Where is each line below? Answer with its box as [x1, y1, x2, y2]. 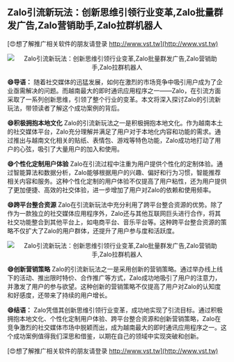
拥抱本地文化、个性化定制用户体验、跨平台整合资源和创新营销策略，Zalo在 [7, 314, 221, 322]
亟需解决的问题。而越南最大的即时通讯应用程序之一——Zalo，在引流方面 [13, 86, 221, 95]
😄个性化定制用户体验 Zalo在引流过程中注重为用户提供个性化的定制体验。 [7, 159, 217, 168]
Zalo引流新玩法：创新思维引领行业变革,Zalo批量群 [7, 6, 224, 19]
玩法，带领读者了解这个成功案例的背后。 [7, 104, 123, 112]
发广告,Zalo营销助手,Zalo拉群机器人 [7, 19, 162, 31]
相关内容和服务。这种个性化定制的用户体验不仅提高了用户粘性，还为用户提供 [7, 177, 227, 185]
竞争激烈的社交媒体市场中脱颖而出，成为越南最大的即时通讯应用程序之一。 [7, 323, 221, 331]
